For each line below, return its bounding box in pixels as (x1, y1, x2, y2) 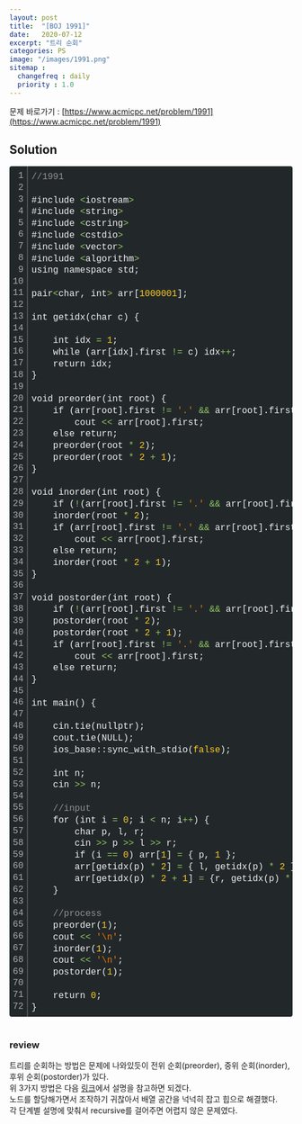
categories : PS (9, 47, 67, 56)
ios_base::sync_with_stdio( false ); (52, 744, 232, 756)
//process (52, 908, 102, 920)
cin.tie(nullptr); (52, 721, 146, 733)
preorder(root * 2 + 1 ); (52, 452, 178, 463)
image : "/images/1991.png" (9, 55, 111, 64)
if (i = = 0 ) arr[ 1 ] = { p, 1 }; (75, 850, 237, 861)
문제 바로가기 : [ (9, 105, 66, 117)
